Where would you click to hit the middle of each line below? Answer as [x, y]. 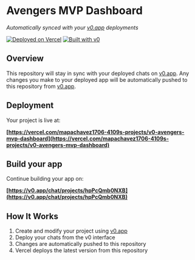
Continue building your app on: [45, 179]
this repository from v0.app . [41, 86]
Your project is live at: [33, 120]
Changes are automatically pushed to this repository [80, 244]
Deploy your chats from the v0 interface [65, 237]
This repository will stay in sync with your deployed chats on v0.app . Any [98, 73]
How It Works [32, 216]
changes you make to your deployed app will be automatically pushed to [97, 79]
